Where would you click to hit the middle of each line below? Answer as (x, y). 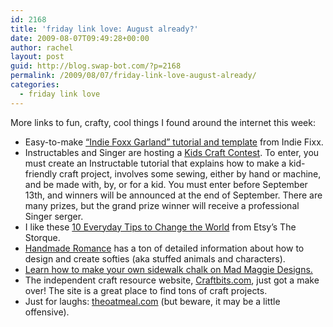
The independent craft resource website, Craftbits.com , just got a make (172, 280)
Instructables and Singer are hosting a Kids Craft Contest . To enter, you (172, 152)
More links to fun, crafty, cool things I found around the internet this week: (163, 122)
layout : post (37, 57)
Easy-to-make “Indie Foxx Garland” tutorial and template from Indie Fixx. (174, 142)
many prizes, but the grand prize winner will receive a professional (162, 205)
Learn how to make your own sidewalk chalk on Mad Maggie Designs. (168, 269)
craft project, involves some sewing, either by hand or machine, (190, 173)
